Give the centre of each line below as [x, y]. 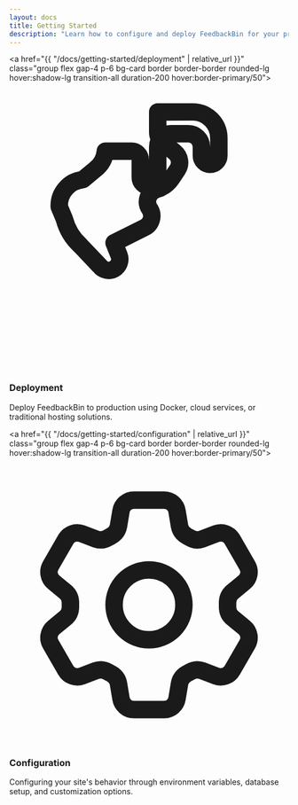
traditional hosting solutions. [61, 417]
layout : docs [33, 17]
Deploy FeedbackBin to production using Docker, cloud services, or [133, 407]
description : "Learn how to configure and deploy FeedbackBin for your [144, 34]
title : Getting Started [53, 26]
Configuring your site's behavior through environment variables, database [144, 782]
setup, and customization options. [71, 791]
